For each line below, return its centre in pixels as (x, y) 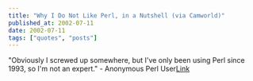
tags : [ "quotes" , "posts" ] (53, 38)
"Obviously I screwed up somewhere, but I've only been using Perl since (126, 60)
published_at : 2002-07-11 (51, 23)
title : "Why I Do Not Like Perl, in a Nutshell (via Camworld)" (117, 15)
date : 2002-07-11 (37, 30)
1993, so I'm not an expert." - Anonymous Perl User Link (99, 69)
